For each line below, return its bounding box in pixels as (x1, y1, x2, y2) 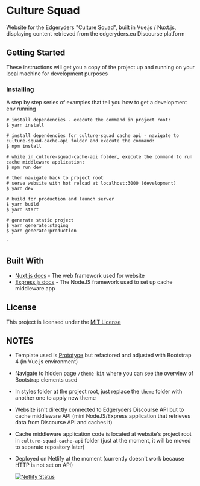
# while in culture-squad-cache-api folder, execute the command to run (6, 154, 193, 160)
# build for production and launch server (6, 196, 114, 202)
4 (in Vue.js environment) (14, 358, 78, 365)
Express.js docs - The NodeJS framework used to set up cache (14, 278, 173, 286)
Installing (6, 85, 34, 94)
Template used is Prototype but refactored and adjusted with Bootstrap (14, 351, 192, 359)
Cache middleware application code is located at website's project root (14, 430, 192, 438)
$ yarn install (6, 122, 45, 129)
